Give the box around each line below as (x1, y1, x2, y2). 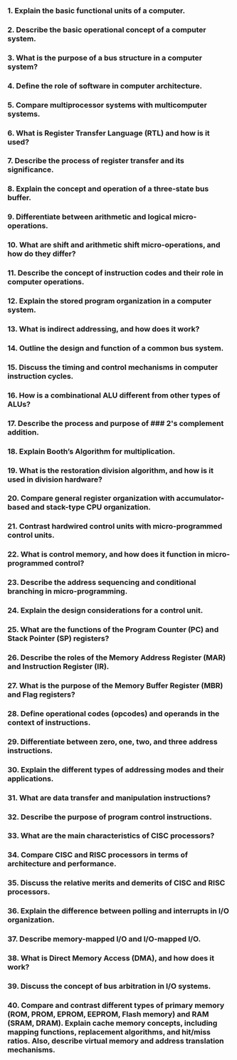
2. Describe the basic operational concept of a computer (7, 24, 206, 34)
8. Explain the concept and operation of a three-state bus (7, 184, 209, 194)
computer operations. (7, 277, 85, 287)
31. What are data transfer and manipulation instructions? (7, 793, 211, 803)
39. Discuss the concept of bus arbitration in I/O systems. (7, 981, 211, 991)
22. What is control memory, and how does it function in (7, 549, 205, 559)
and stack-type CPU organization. (31, 502, 151, 512)
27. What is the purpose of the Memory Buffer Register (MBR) (7, 680, 223, 690)
